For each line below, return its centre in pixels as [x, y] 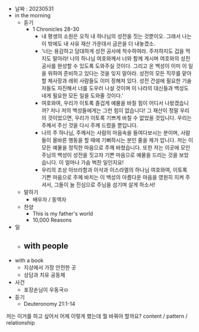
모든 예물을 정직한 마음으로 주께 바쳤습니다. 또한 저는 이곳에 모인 [116, 148]
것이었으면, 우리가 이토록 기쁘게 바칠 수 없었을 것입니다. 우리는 [120, 118]
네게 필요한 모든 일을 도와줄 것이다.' [82, 96]
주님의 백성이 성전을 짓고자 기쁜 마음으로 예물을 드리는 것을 [110, 155]
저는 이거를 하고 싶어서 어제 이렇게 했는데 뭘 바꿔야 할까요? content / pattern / [97, 316]
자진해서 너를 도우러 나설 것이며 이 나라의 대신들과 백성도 [123, 88]
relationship [20, 322]
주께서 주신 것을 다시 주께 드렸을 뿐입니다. [90, 125]
